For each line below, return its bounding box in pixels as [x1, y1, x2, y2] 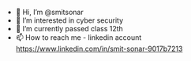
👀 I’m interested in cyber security [15, 16, 124, 25]
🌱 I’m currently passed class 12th [15, 24, 124, 33]
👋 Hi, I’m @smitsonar [15, 8, 84, 16]
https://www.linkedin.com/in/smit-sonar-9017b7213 [15, 44, 183, 53]
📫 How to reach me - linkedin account [15, 33, 142, 42]
